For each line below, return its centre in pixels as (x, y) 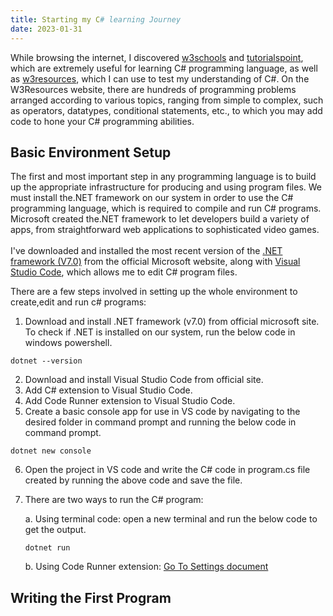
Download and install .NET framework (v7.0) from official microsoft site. (172, 322)
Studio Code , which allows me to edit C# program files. (124, 272)
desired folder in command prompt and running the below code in (160, 422)
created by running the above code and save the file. (133, 480)
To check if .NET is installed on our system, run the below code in (160, 332)
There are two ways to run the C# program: (114, 500)
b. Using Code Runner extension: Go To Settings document (146, 567)
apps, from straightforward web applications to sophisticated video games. (165, 230)
